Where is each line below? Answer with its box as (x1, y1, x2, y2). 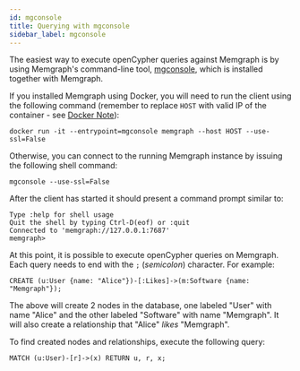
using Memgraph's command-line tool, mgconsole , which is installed (9, 64, 263, 74)
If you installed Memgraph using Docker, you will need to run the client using (9, 91, 292, 101)
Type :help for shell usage (9, 211, 115, 220)
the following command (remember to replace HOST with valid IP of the (9, 100, 267, 111)
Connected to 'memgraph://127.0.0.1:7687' (9, 226, 170, 236)
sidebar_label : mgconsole (9, 30, 106, 39)
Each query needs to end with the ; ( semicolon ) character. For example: (9, 259, 275, 270)
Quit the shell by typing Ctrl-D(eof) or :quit (9, 219, 191, 228)
